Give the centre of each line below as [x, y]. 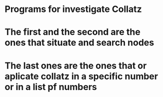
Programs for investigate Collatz [73, 9]
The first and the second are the [72, 32]
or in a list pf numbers [51, 87]
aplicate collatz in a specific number [81, 76]
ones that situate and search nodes [79, 43]
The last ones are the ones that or [76, 65]
